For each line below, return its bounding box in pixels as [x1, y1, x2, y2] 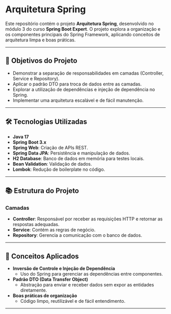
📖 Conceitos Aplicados [5, 252, 79, 260]
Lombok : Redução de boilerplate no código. [12, 166, 105, 172]
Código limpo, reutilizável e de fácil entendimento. [20, 298, 126, 304]
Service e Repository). [12, 75, 60, 81]
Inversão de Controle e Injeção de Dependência [12, 265, 116, 272]
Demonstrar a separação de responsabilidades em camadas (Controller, [12, 70, 164, 76]
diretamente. [20, 287, 47, 294]
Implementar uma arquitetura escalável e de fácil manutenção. [12, 97, 144, 103]
